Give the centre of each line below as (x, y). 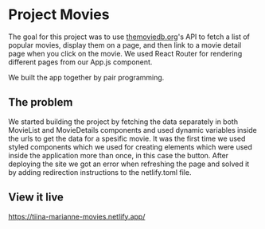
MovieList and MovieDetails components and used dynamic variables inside (132, 130)
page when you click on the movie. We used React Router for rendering (125, 53)
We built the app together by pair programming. (86, 77)
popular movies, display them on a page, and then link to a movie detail (125, 45)
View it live (36, 198)
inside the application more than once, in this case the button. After (119, 155)
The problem (41, 102)
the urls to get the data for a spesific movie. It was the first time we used (127, 138)
